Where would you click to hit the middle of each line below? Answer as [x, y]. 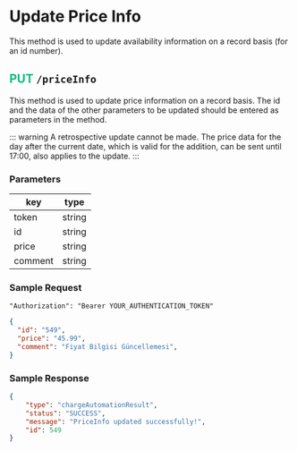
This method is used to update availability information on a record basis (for [149, 41]
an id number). [36, 50]
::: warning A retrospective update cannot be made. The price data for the [145, 137]
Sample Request [46, 287]
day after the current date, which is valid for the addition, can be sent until [145, 146]
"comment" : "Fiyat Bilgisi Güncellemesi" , [98, 346]
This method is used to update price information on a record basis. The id [144, 100]
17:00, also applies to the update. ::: [75, 156]
